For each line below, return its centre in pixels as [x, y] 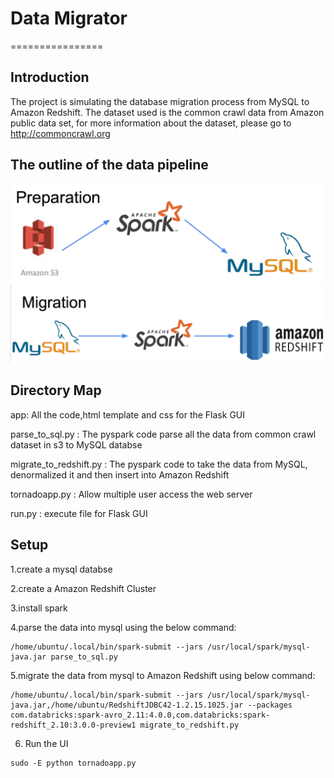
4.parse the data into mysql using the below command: [123, 627]
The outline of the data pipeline [109, 165]
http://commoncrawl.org [60, 133]
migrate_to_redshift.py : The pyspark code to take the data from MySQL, [159, 464]
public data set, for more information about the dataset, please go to [151, 123]
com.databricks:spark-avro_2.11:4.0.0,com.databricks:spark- [140, 715]
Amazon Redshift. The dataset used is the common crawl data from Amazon [167, 112]
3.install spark [39, 608]
